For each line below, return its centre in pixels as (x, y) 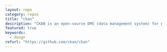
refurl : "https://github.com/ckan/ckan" (48, 42)
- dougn (18, 38)
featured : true (21, 28)
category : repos (22, 14)
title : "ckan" (20, 19)
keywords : (15, 33)
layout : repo (19, 10)
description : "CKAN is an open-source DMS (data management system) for (82, 24)
